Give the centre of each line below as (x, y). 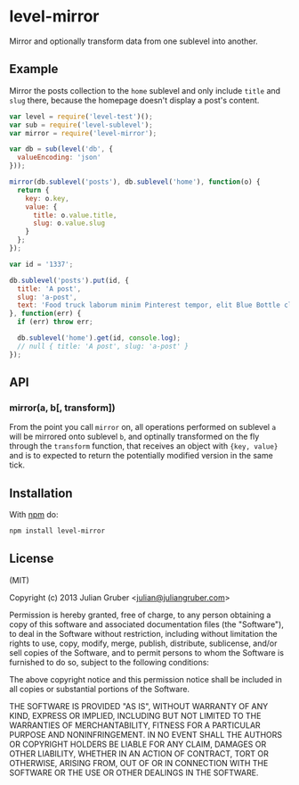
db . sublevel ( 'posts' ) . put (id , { (69, 280)
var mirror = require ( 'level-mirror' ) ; (83, 133)
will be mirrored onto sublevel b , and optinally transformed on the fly (134, 437)
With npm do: (34, 515)
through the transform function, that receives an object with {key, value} (144, 446)
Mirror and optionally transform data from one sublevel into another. (133, 41)
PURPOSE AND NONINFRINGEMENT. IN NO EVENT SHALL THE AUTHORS (146, 734)
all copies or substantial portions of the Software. (99, 689)
